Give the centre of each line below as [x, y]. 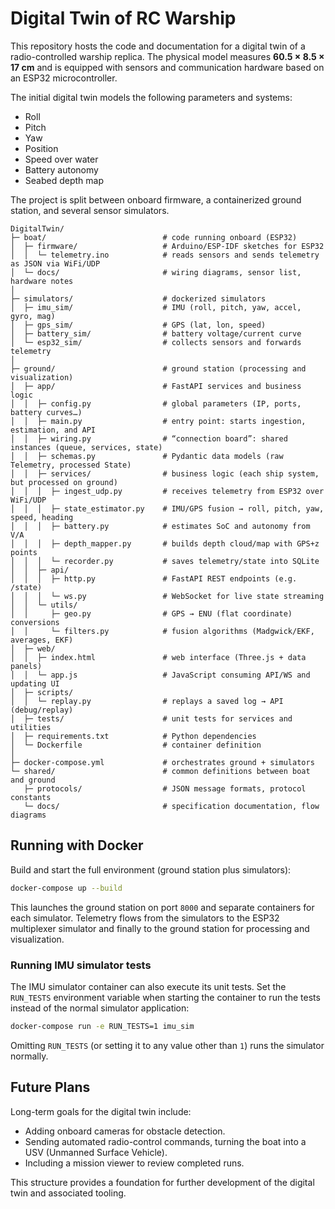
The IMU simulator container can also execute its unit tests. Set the [148, 986]
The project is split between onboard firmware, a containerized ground [156, 199]
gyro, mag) [33, 316]
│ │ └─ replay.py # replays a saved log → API [147, 701]
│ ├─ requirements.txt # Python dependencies [133, 736]
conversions [35, 622]
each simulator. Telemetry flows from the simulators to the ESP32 [145, 918]
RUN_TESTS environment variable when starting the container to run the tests [165, 997]
